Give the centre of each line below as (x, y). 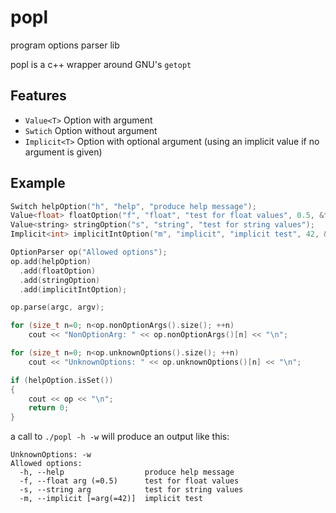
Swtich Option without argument (91, 130)
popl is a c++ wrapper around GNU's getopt (101, 64)
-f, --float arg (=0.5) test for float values (129, 481)
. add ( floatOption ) (58, 271)
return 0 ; (49, 408)
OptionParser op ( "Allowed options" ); (89, 252)
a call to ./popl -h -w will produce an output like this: (120, 437)
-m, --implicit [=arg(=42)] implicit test (111, 499)
